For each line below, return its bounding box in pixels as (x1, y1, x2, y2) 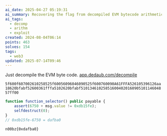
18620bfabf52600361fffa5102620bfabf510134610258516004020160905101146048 (5, 86, 162, 91)
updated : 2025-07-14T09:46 (5, 58, 61, 63)
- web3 (9, 53, 23, 59)
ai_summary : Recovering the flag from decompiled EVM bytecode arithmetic (5, 12, 164, 17)
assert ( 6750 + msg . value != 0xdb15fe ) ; (14, 104, 97, 109)
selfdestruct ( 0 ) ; (14, 108, 50, 113)
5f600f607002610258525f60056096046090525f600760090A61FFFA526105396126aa (5, 82, 162, 87)
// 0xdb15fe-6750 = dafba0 (5, 118, 61, 123)
